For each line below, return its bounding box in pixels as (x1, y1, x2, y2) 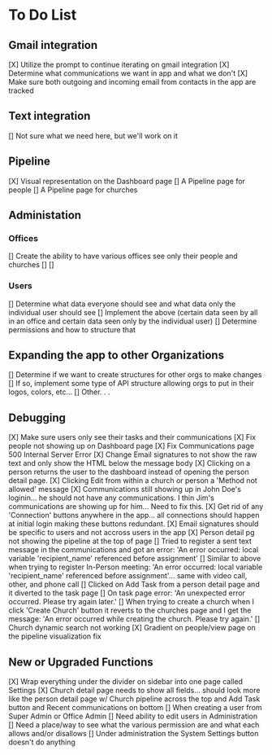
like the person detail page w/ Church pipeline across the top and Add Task (8, 694, 261, 704)
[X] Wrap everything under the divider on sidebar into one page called (8, 677, 244, 687)
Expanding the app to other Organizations (8, 349, 225, 362)
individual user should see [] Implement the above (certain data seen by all (8, 307, 258, 317)
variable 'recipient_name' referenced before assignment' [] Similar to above (8, 554, 261, 564)
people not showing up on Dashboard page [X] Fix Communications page (8, 441, 254, 451)
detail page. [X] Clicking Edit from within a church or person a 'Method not (8, 476, 257, 485)
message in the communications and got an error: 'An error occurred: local (8, 545, 258, 555)
